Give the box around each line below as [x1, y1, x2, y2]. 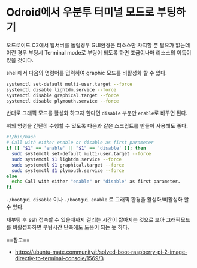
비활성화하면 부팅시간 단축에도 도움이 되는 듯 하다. [12, 224, 129, 231]
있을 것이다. [6, 56, 34, 64]
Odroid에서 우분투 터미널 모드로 [6, 5, 154, 19]
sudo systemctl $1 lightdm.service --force [11, 156, 122, 162]
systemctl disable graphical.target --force [6, 92, 119, 98]
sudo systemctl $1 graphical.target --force [11, 162, 125, 168]
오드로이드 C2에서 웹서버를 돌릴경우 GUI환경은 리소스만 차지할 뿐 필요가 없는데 [6, 41, 190, 49]
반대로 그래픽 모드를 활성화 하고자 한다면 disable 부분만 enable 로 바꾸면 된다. [6, 109, 188, 117]
